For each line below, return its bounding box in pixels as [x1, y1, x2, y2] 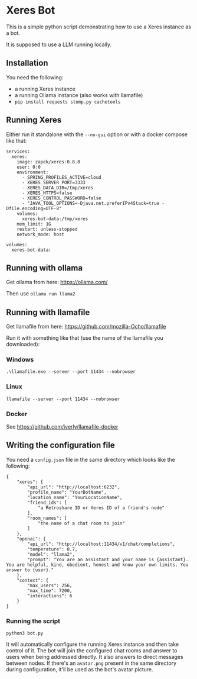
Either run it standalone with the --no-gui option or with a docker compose [6, 131, 188, 138]
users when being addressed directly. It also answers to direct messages [6, 654, 184, 661]
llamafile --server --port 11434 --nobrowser [6, 396, 120, 402]
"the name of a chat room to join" [37, 520, 126, 526]
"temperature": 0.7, [27, 546, 78, 552]
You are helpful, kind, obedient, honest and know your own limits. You [6, 562, 189, 568]
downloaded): [6, 341, 40, 348]
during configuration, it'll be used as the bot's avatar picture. [6, 666, 153, 673]
